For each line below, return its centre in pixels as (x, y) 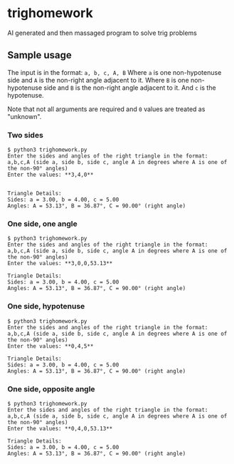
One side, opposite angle (51, 388)
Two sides (26, 135)
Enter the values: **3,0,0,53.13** (60, 264)
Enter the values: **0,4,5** (50, 346)
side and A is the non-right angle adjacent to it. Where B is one (99, 80)
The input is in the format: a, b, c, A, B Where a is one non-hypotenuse (115, 72)
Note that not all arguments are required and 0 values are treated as (106, 109)
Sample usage (40, 55)
